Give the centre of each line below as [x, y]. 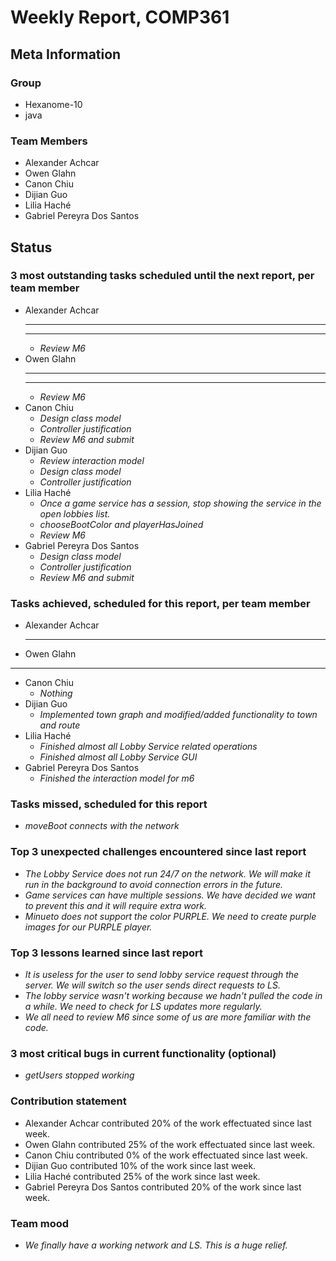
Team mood [40, 1223]
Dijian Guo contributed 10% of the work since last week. [140, 1165]
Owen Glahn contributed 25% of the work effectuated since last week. [170, 1144]
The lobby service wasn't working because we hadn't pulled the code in [173, 996]
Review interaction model [92, 460]
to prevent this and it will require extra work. [116, 905]
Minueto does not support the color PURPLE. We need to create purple [170, 916]
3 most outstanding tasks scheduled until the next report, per [162, 276]
